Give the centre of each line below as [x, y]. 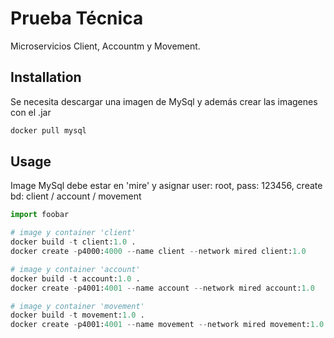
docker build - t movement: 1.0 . [77, 315]
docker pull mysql [48, 130]
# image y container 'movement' [77, 306]
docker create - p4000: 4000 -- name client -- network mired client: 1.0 [158, 252]
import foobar [40, 215]
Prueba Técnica [77, 18]
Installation [46, 77]
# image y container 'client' [73, 233]
